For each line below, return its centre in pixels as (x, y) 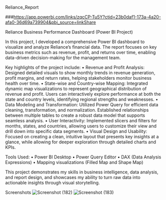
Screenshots (18, 192)
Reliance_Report (22, 7)
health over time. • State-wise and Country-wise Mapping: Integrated (77, 83)
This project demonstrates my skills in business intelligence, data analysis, (82, 172)
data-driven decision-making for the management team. (63, 58)
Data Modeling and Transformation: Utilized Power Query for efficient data (82, 105)
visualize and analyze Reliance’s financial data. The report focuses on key (81, 47)
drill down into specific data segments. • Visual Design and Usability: (76, 131)
